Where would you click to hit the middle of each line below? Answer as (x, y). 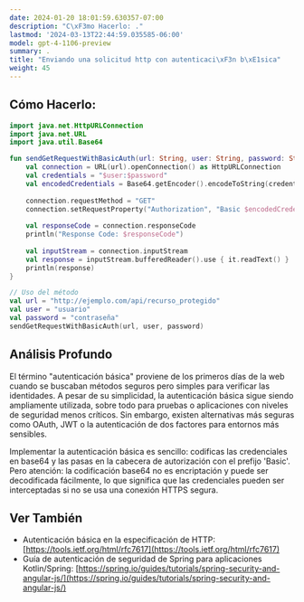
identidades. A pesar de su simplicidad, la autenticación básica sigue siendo (152, 395)
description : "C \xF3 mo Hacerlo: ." (76, 26)
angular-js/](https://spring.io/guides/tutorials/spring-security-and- (147, 578)
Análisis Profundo (61, 355)
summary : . (30, 52)
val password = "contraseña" (64, 318)
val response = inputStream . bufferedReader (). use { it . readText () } (157, 259)
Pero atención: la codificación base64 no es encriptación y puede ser (139, 470)
